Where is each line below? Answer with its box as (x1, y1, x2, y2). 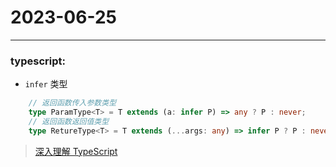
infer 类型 (24, 78, 68, 90)
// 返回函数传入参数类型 (28, 98, 117, 108)
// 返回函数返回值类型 (28, 116, 110, 126)
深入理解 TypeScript (34, 145, 118, 157)
